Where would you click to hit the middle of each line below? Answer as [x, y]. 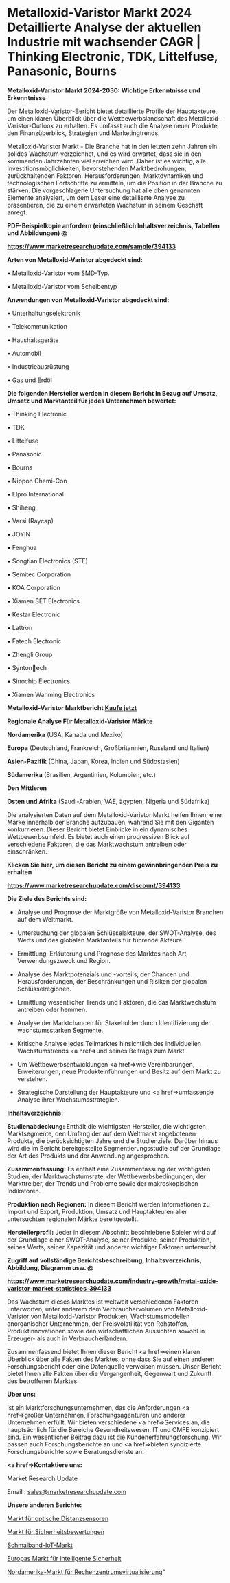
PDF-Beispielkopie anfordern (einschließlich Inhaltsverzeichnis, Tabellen [114, 225]
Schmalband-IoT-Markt [40, 1545]
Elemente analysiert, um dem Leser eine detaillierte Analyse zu [96, 197]
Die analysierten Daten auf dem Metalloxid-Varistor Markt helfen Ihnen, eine [114, 814]
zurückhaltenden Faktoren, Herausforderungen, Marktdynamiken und [105, 175]
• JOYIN [19, 534]
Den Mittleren [27, 788]
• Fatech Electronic [34, 641]
